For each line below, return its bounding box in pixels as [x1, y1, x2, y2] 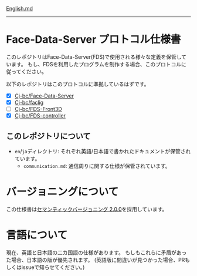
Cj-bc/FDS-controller [14, 112, 66, 119]
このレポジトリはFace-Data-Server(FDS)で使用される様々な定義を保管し [6, 53, 182, 60]
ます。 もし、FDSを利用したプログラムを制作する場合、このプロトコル [11, 60, 182, 68]
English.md [6, 5, 33, 12]
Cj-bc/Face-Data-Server [14, 92, 74, 99]
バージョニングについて [6, 185, 119, 198]
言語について [6, 228, 68, 242]
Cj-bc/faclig [14, 99, 44, 106]
